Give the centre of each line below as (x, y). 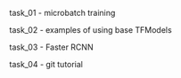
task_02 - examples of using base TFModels (90, 30)
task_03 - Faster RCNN (51, 47)
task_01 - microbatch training (62, 13)
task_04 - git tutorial (46, 64)
